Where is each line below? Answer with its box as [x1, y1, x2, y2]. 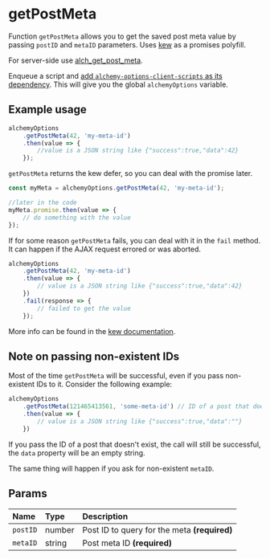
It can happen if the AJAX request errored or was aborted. [8, 244, 202, 254]
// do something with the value [22, 214, 131, 222]
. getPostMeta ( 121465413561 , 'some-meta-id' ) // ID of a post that [22, 402, 250, 410]
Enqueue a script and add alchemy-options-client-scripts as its [8, 71, 223, 80]
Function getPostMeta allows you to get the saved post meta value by [8, 31, 237, 41]
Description [82, 511, 129, 522]
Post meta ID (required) [82, 537, 173, 549]
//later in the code [8, 198, 78, 206]
